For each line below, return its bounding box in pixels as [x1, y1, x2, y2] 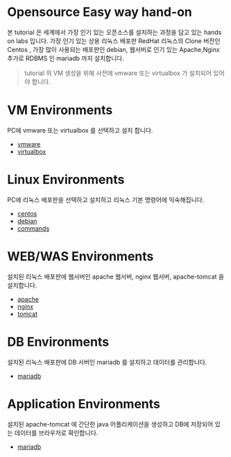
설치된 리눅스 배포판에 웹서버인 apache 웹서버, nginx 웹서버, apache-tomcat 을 [7, 272, 225, 281]
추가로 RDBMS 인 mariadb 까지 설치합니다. [7, 53, 125, 63]
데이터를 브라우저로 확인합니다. [14, 429, 99, 437]
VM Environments [7, 102, 113, 118]
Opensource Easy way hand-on [7, 4, 193, 20]
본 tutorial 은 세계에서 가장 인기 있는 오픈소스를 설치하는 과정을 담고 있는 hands [7, 28, 222, 36]
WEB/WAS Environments [7, 249, 154, 264]
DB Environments [7, 334, 110, 349]
